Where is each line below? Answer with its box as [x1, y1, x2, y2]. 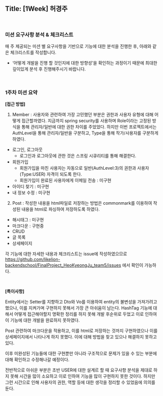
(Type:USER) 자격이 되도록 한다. [19, 171, 82, 177]
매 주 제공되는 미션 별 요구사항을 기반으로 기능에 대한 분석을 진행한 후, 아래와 [5, 43, 152, 49]
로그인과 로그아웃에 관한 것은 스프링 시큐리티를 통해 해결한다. [19, 153, 136, 159]
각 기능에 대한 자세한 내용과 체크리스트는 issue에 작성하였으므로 [5, 251, 128, 257]
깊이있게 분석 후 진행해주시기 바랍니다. [12, 66, 86, 72]
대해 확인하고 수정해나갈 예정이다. [5, 357, 70, 363]
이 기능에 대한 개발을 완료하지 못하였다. [5, 317, 80, 323]
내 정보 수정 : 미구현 [12, 190, 51, 196]
